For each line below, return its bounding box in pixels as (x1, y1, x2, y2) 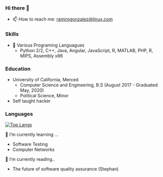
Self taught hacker (12, 98, 51, 104)
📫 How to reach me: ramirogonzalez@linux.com (12, 16, 113, 22)
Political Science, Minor (20, 92, 69, 98)
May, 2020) (20, 87, 44, 93)
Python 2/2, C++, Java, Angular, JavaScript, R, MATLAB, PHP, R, (20, 47, 153, 53)
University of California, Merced (12, 76, 79, 82)
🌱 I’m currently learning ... (5, 131, 59, 137)
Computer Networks (12, 146, 55, 152)
